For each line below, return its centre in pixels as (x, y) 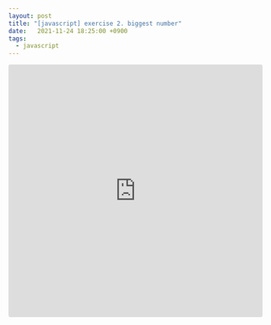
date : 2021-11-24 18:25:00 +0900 (68, 31)
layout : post (30, 16)
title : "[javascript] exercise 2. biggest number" (95, 23)
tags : (17, 38)
